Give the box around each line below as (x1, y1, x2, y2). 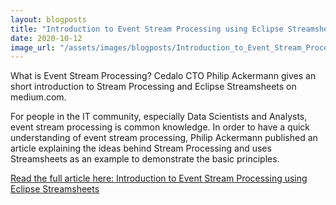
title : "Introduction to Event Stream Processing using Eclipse (10, 24, 284, 34)
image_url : (10, 42, 56, 53)
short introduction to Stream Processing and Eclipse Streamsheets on (10, 81, 297, 93)
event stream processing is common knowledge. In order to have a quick (10, 121, 311, 133)
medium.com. (10, 91, 67, 103)
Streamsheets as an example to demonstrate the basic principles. (10, 153, 280, 165)
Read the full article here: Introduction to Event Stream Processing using (10, 172, 308, 185)
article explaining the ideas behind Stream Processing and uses (10, 142, 272, 155)
